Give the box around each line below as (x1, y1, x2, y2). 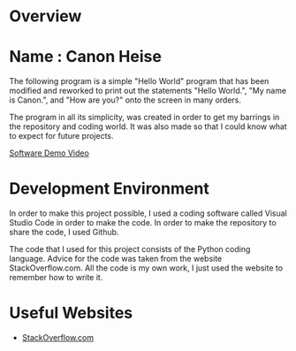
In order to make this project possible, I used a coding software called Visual (9, 208, 287, 218)
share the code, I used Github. (9, 227, 119, 238)
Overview (9, 6, 82, 27)
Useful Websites (9, 303, 133, 324)
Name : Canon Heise (9, 47, 162, 67)
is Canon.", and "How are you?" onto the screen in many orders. (9, 95, 241, 105)
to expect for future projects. (9, 131, 114, 141)
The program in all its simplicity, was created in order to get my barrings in (9, 112, 280, 123)
